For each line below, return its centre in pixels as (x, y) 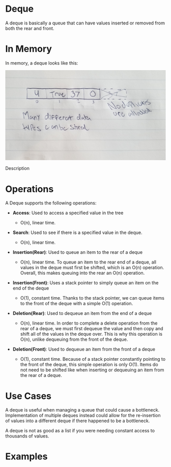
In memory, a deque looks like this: (42, 63)
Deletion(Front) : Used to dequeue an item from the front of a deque (84, 349)
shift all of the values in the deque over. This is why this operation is (91, 334)
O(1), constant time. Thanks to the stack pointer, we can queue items (92, 298)
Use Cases (28, 396)
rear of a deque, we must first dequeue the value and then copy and (92, 329)
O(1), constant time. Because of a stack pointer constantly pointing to (93, 359)
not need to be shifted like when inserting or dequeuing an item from (92, 370)
